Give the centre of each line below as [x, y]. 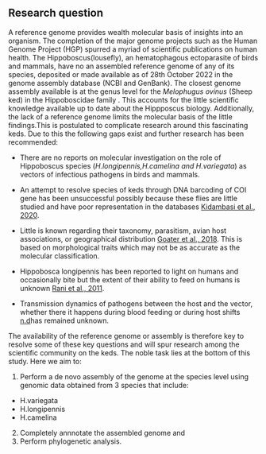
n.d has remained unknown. [64, 320]
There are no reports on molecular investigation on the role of [120, 157]
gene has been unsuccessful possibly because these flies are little [129, 198]
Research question [56, 13]
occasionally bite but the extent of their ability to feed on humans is [130, 279]
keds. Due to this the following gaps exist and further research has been [126, 134]
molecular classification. [60, 256]
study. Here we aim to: [45, 361]
